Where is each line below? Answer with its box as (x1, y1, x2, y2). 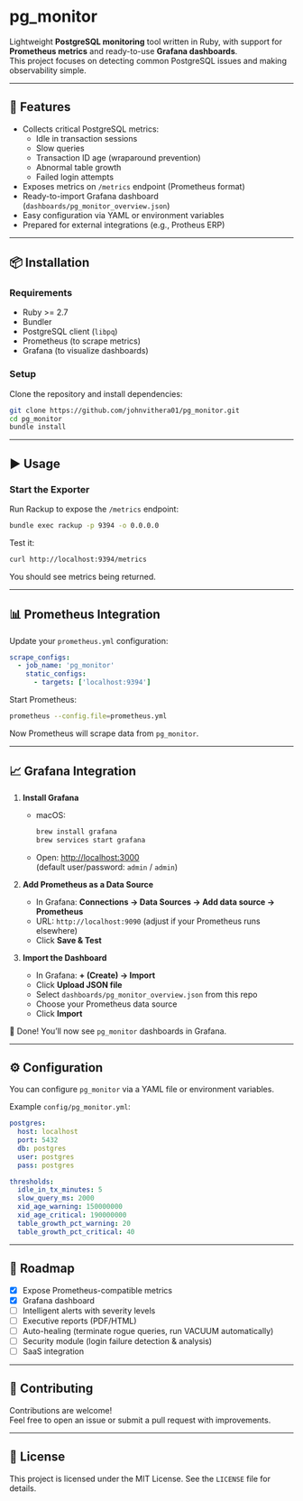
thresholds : (9, 1177, 54, 1186)
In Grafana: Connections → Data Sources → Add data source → (35, 896, 275, 907)
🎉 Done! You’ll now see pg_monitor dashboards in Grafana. (9, 1026, 227, 1036)
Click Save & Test (35, 935, 102, 945)
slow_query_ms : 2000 (17, 1193, 95, 1203)
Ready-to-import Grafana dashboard (22, 190, 160, 201)
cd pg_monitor (9, 414, 63, 423)
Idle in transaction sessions (35, 133, 138, 143)
